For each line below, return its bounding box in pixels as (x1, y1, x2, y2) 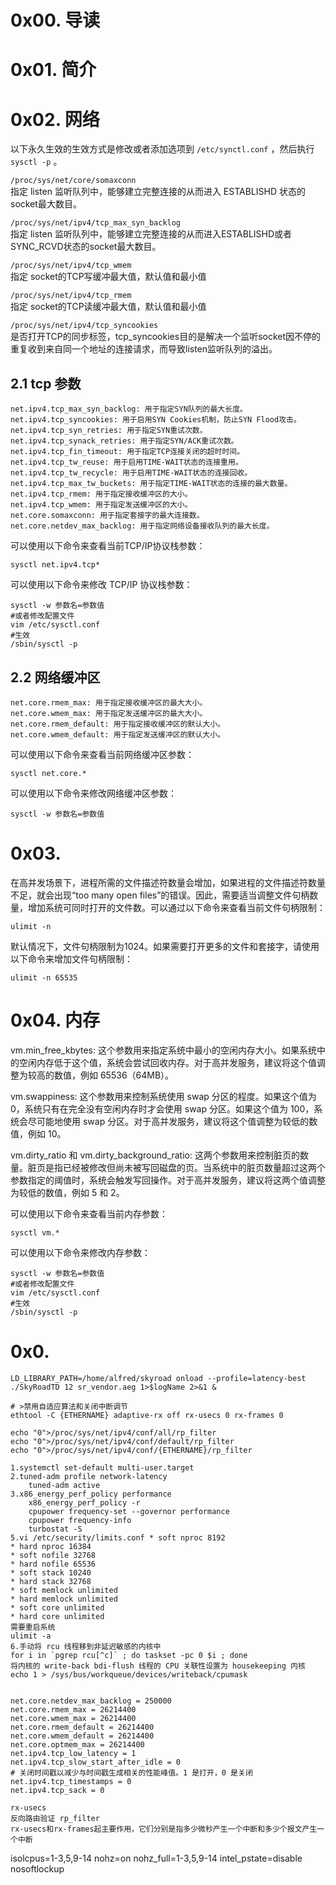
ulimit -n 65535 (10, 972, 78, 983)
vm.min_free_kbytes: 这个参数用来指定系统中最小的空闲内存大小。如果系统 (10, 1044, 317, 1056)
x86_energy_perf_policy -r (28, 1497, 141, 1508)
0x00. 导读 (10, 9, 101, 32)
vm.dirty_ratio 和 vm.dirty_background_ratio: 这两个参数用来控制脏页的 (10, 1149, 300, 1161)
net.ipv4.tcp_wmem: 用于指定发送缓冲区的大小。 (10, 500, 193, 510)
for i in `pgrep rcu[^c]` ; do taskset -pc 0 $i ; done (10, 1650, 248, 1660)
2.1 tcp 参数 (10, 375, 82, 392)
